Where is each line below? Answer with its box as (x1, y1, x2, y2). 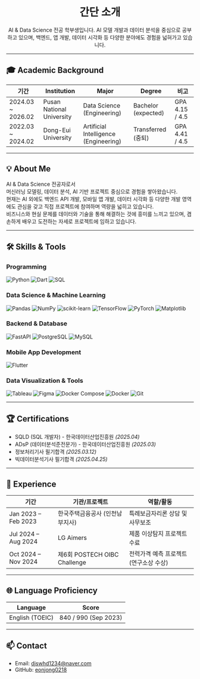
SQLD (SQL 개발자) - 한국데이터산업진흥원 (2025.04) (14, 434, 140, 441)
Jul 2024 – (9, 530, 40, 538)
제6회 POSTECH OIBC (57, 551, 119, 559)
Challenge (57, 558, 86, 567)
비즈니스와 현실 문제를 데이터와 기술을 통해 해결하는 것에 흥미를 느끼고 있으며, (6, 210, 186, 217)
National (43, 105, 67, 113)
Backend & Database (6, 319, 67, 328)
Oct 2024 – (9, 550, 41, 558)
